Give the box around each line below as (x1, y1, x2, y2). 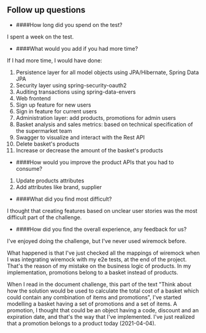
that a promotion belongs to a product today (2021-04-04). (7, 320, 156, 327)
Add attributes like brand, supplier (15, 183, 102, 190)
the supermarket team (15, 127, 72, 134)
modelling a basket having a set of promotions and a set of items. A (7, 300, 177, 307)
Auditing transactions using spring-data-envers (15, 88, 136, 95)
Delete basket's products (15, 140, 80, 148)
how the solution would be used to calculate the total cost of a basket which (7, 287, 199, 294)
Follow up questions (7, 5, 86, 15)
